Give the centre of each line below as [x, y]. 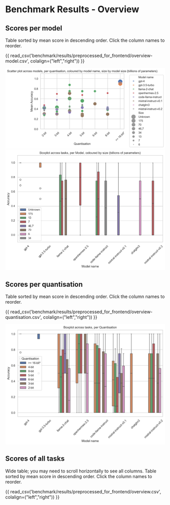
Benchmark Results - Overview [72, 9]
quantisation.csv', [24, 317]
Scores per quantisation [44, 284]
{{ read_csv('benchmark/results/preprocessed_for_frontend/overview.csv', [83, 491]
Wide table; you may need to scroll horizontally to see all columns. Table [81, 471]
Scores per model [34, 28]
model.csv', [17, 61]
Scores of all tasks [35, 459]
